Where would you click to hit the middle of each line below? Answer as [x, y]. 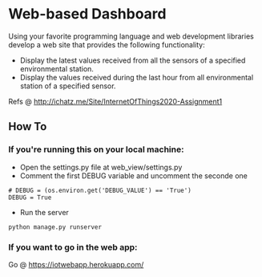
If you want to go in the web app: [73, 247]
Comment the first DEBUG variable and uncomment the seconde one [134, 175]
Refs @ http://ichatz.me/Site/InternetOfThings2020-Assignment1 [115, 101]
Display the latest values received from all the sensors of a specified [133, 60]
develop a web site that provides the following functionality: [107, 44]
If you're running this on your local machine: [96, 149]
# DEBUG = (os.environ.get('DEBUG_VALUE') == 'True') [100, 190]
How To [28, 126]
